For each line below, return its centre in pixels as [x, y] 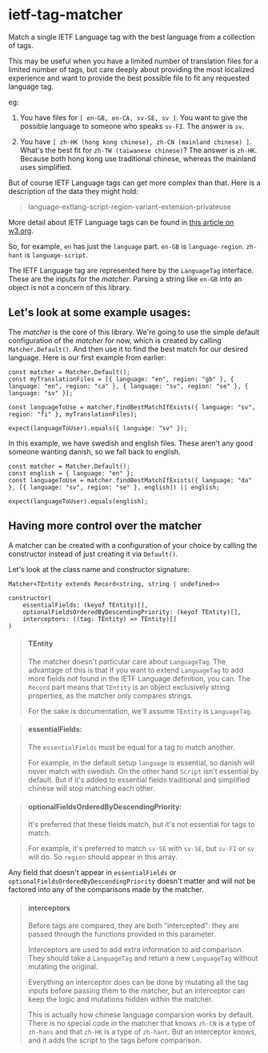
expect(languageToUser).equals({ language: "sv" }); [98, 428]
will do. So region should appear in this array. [102, 857]
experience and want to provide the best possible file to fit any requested [129, 78]
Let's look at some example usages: [100, 313]
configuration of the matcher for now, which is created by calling [115, 340]
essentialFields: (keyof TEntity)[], [86, 605]
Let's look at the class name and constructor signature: [99, 569]
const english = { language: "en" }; [71, 473]
